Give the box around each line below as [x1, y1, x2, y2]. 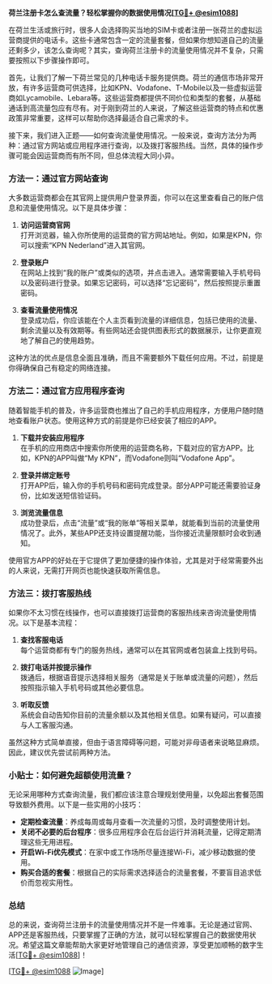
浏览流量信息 [19, 507, 63, 517]
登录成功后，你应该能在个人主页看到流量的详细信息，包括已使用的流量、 [19, 315, 261, 325]
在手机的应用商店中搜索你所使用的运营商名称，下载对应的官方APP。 [19, 443, 248, 452]
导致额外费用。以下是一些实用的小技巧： [8, 800, 143, 810]
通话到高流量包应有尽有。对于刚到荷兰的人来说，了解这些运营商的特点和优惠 [8, 103, 264, 113]
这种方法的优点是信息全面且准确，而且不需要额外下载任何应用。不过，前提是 [8, 353, 264, 363]
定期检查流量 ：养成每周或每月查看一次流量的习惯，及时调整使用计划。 [19, 817, 255, 827]
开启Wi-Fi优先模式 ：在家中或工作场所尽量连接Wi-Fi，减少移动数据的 [19, 847, 249, 858]
